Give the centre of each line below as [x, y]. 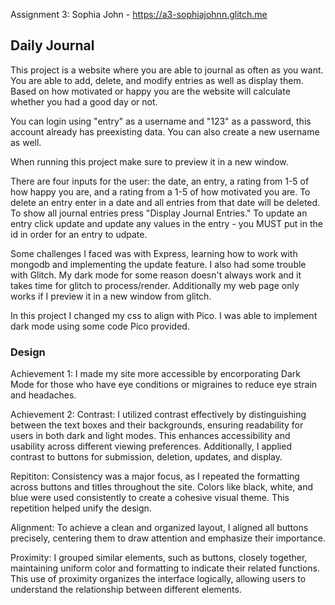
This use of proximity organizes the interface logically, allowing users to [158, 579]
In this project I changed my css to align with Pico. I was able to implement [164, 315]
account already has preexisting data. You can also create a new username [165, 131]
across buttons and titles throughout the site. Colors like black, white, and [162, 487]
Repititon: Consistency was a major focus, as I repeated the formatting [155, 476]
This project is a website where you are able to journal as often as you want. [167, 70]
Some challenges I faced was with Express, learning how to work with [154, 253]
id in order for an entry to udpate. [79, 234]
